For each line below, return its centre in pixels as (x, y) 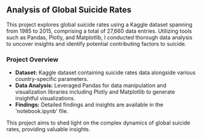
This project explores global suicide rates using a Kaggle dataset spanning (99, 24)
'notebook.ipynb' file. (42, 111)
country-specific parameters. (52, 79)
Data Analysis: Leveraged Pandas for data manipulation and (91, 86)
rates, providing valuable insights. (49, 129)
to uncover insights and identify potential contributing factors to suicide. (96, 44)
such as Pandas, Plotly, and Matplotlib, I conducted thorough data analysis (99, 37)
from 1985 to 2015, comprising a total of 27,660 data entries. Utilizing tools (99, 31)
